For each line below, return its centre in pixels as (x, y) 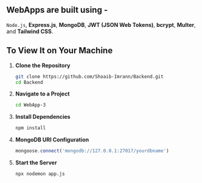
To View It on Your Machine (60, 50)
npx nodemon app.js (40, 174)
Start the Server (36, 162)
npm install (30, 128)
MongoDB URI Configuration (52, 140)
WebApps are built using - (57, 10)
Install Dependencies (43, 117)
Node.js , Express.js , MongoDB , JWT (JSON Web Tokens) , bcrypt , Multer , (101, 24)
